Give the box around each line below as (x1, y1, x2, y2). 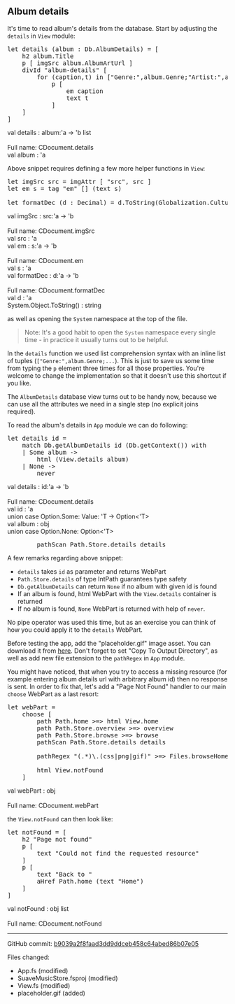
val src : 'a (7, 234, 37, 242)
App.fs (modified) (17, 966, 69, 975)
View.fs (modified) (17, 981, 71, 989)
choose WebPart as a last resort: (7, 689, 99, 698)
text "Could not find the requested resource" (36, 849, 199, 857)
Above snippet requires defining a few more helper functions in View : (7, 164, 206, 172)
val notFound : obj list (7, 904, 69, 912)
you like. (7, 379, 31, 387)
